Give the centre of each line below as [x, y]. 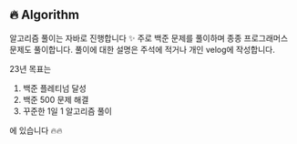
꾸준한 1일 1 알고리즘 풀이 [67, 111]
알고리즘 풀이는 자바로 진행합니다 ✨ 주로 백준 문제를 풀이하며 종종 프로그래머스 [149, 38]
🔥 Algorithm [45, 15]
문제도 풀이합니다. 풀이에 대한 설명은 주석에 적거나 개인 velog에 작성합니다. [143, 49]
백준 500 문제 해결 [56, 99]
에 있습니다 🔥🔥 [36, 130]
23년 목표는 [31, 68]
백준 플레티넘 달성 [54, 88]
